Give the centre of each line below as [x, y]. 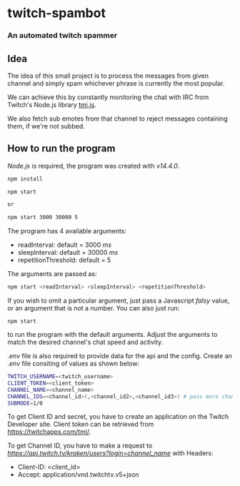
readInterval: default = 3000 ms [65, 245]
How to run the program [61, 149]
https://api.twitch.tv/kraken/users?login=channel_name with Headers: [111, 453]
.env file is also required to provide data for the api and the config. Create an [120, 356]
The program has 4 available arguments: [67, 231]
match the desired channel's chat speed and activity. [85, 342]
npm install [25, 179]
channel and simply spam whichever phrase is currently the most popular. [116, 83]
